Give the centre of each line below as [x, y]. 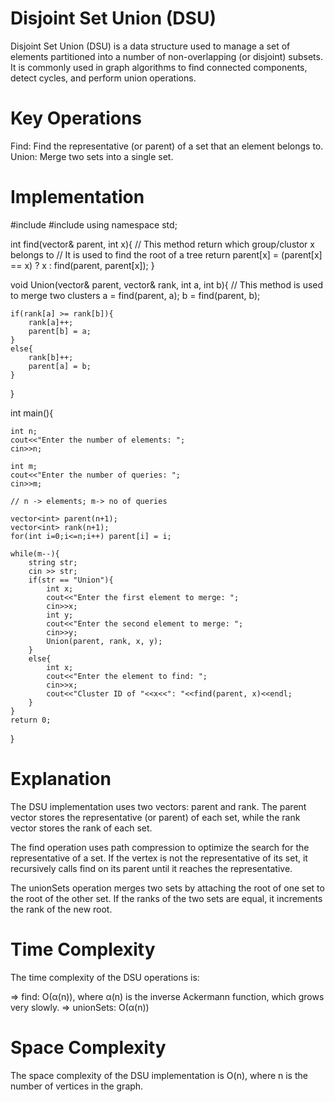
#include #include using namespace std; [94, 224]
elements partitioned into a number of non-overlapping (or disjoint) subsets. [166, 56]
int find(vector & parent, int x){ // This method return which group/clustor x [162, 244]
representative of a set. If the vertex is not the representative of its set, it [159, 858]
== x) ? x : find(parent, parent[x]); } [82, 265]
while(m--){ [35, 553]
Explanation [61, 779]
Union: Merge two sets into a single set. [92, 156]
